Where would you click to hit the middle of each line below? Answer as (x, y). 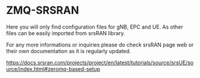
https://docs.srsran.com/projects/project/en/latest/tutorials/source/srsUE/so (100, 63)
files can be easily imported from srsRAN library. (66, 33)
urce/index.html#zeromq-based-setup (53, 68)
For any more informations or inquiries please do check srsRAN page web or (100, 45)
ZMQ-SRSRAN (43, 10)
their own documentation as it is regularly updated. (68, 51)
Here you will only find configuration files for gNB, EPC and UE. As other (95, 27)
